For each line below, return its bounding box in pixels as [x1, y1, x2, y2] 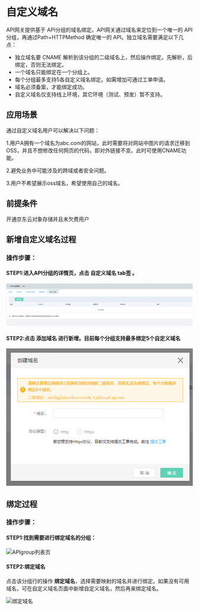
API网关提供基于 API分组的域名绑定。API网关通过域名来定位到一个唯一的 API [6, 26, 193, 33]
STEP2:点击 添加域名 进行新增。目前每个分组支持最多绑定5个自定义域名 [6, 334, 181, 342]
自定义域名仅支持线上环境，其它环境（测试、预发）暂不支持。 [14, 90, 166, 98]
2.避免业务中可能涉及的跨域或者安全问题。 [6, 167, 110, 174]
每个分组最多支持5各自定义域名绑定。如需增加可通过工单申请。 [14, 75, 169, 83]
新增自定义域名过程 [6, 234, 76, 244]
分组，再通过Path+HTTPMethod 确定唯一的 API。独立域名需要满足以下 [6, 33, 179, 40]
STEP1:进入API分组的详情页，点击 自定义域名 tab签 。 [6, 270, 138, 277]
